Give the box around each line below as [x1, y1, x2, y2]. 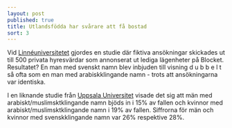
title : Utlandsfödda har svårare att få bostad [7, 23, 148, 30]
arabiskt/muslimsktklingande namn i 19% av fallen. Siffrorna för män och [7, 106, 214, 114]
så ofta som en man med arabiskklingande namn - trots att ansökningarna [7, 71, 218, 79]
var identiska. [7, 77, 46, 86]
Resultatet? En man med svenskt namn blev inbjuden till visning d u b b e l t [7, 63, 222, 71]
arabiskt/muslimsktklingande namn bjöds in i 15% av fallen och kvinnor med [7, 98, 224, 107]
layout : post [7, 10, 45, 17]
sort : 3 [7, 29, 30, 37]
